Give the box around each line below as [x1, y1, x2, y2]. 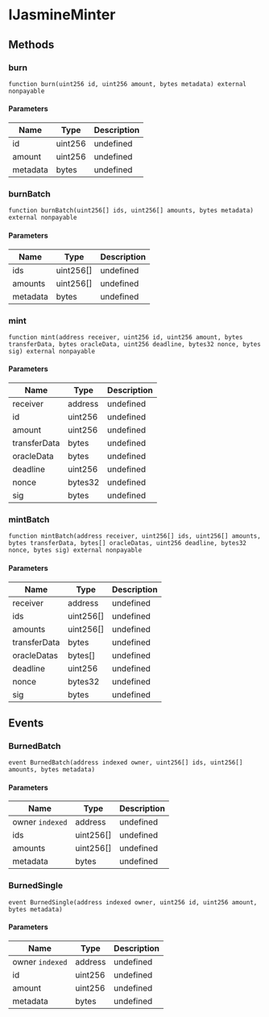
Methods [8, 38, 55, 52]
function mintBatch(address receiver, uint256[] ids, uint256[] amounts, [8, 532, 262, 540]
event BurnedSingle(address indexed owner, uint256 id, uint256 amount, [8, 898, 258, 907]
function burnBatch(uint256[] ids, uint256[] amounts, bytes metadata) [8, 207, 254, 215]
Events [8, 716, 44, 730]
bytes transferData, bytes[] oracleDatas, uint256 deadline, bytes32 [8, 540, 247, 548]
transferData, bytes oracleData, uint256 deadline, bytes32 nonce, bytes [8, 340, 262, 348]
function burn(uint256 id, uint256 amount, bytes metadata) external [8, 80, 247, 88]
